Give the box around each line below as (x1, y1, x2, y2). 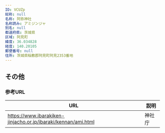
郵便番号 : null (5, 48, 33, 53)
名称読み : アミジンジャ (5, 21, 46, 26)
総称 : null (5, 12, 26, 17)
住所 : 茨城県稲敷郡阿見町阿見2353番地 (5, 53, 74, 58)
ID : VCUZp (5, 7, 26, 12)
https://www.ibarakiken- (7, 112, 65, 119)
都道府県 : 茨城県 (5, 30, 35, 35)
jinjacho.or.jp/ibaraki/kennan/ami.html (7, 119, 95, 126)
